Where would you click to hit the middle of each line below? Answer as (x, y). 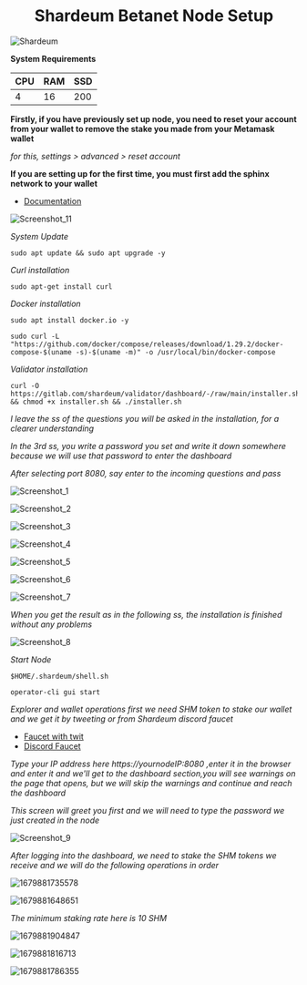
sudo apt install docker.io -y (70, 320)
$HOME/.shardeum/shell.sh (59, 676)
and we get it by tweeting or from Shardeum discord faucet (122, 718)
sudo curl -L (35, 336)
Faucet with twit (54, 736)
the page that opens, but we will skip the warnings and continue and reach (151, 783)
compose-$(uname (41, 352)
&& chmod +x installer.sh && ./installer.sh (96, 402)
